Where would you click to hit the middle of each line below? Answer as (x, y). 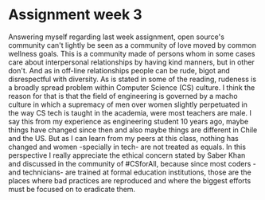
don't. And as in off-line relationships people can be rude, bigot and (119, 70)
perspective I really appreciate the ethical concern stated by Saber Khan (127, 155)
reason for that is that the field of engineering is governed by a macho (123, 96)
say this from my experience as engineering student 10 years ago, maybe (129, 121)
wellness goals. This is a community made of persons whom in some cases (132, 53)
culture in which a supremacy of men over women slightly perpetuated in (128, 104)
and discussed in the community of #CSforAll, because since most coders (130, 163)
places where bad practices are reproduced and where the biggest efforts (130, 180)
